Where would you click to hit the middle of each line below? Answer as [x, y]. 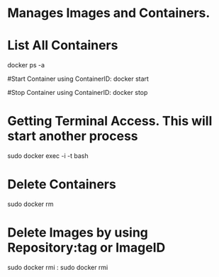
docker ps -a [26, 65]
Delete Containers [62, 185]
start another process [73, 136]
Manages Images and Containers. [109, 13]
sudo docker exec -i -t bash [48, 156]
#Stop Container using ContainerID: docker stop [78, 93]
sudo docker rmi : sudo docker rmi [58, 267]
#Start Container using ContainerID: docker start [78, 79]
